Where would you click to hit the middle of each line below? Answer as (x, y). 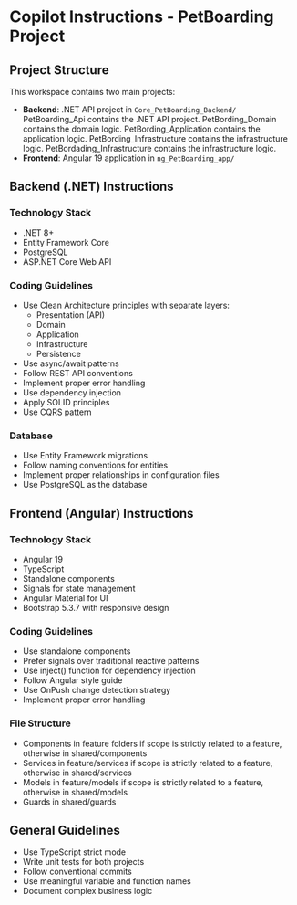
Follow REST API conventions (78, 373)
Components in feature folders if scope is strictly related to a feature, (152, 743)
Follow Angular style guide (72, 680)
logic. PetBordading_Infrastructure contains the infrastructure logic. (149, 148)
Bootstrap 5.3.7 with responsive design (96, 607)
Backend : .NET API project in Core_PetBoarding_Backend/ (129, 110)
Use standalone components (77, 651)
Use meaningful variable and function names (107, 881)
